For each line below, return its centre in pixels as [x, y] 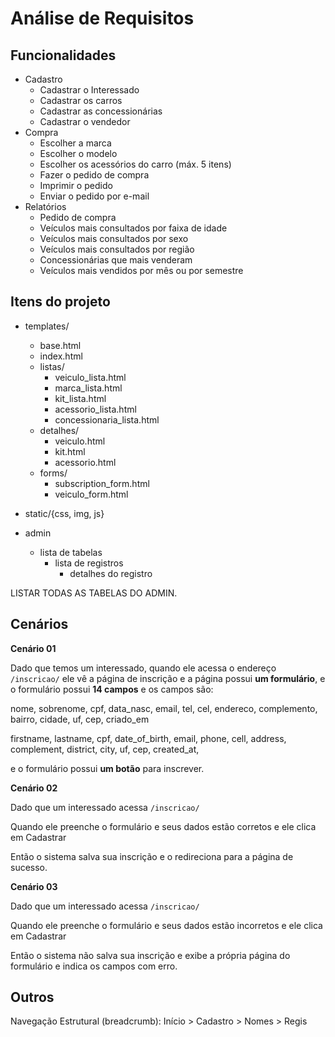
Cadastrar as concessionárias [101, 111]
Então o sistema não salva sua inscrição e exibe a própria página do [150, 955]
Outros [32, 997]
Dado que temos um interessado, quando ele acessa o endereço [143, 668]
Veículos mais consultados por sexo [114, 238]
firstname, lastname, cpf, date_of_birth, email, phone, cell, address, [148, 738]
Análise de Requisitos [102, 18]
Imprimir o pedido [76, 185]
